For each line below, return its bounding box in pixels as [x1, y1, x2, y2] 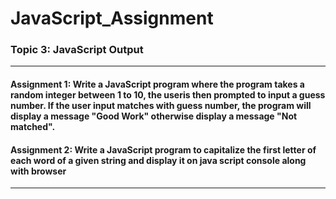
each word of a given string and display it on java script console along [10, 154, 307, 166]
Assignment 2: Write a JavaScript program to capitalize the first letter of [10, 143, 317, 156]
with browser [10, 165, 67, 177]
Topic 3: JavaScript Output [10, 43, 144, 57]
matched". [10, 121, 56, 133]
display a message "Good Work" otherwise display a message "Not [10, 110, 298, 122]
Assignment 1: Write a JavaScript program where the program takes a [10, 78, 305, 91]
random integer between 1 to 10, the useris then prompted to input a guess [10, 89, 326, 101]
